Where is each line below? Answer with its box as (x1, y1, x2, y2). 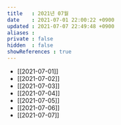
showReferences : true (7, 49, 72, 56)
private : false (7, 36, 53, 43)
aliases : (7, 29, 36, 36)
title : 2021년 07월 (7, 10, 69, 17)
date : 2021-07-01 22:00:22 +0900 (7, 16, 115, 23)
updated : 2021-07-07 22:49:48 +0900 (7, 23, 115, 30)
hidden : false (7, 42, 53, 49)
